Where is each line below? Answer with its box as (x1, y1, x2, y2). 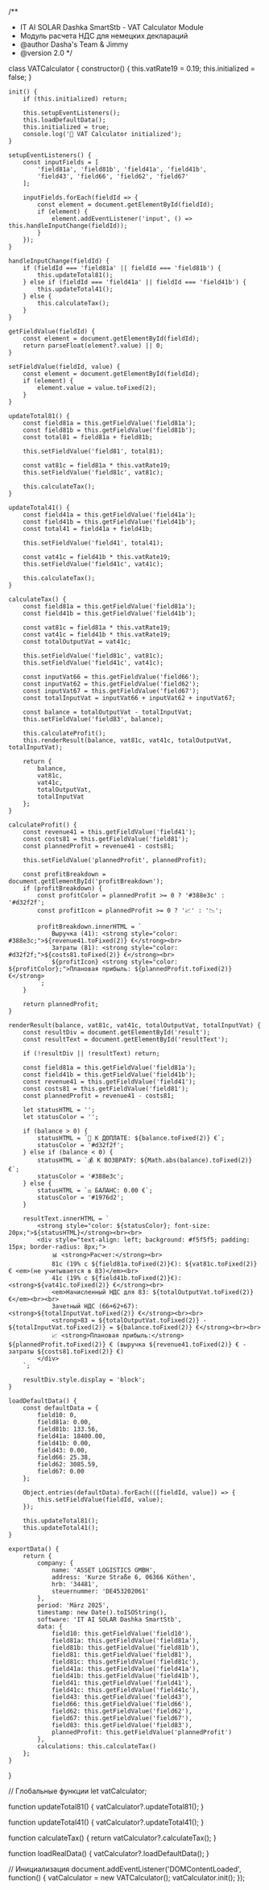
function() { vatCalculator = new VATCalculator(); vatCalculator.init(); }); (8, 1873, 246, 1882)
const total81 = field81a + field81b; (23, 433, 153, 441)
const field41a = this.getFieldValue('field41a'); (23, 511, 197, 519)
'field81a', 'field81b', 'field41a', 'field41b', (37, 165, 207, 173)
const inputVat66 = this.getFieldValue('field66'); (23, 673, 200, 681)
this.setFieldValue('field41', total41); (23, 539, 163, 547)
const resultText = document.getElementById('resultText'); (23, 1035, 229, 1043)
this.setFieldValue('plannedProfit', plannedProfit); (23, 856, 207, 864)
